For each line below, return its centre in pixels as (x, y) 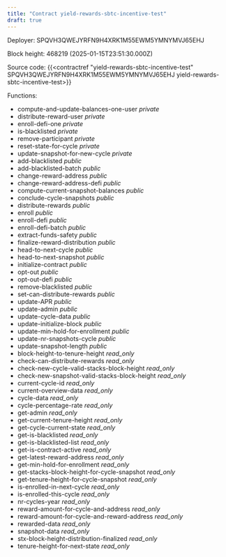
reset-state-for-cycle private (58, 146)
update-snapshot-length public (62, 346)
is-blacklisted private (47, 131)
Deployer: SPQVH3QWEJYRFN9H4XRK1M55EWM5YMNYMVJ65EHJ (106, 40)
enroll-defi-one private (50, 123)
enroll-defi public (42, 220)
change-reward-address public (62, 176)
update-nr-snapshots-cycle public (67, 338)
